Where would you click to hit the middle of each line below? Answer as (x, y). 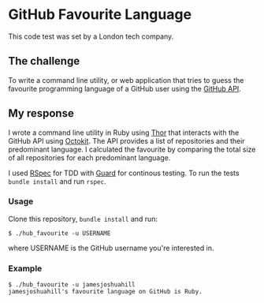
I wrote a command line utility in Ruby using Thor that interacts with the (124, 133)
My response (41, 113)
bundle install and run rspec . (57, 181)
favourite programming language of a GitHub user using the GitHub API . (125, 88)
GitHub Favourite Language (100, 15)
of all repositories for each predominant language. (89, 157)
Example (25, 268)
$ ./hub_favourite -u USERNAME (59, 233)
